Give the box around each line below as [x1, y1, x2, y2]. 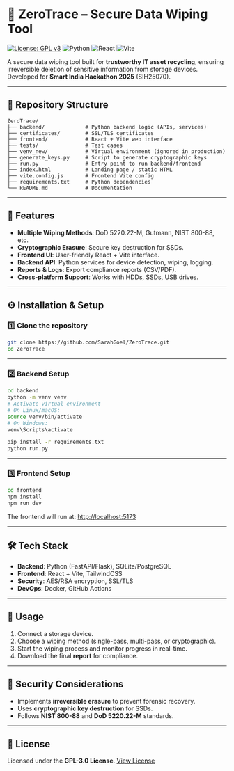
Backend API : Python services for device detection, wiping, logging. [17, 257, 214, 267]
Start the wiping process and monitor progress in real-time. [17, 644, 188, 653]
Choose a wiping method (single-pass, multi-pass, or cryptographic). [17, 637, 217, 645]
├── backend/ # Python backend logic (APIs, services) [7, 123, 208, 131]
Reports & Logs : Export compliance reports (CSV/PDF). [17, 265, 177, 273]
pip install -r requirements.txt [7, 438, 104, 446]
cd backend [7, 388, 39, 395]
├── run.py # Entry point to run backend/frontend [7, 160, 201, 167]
